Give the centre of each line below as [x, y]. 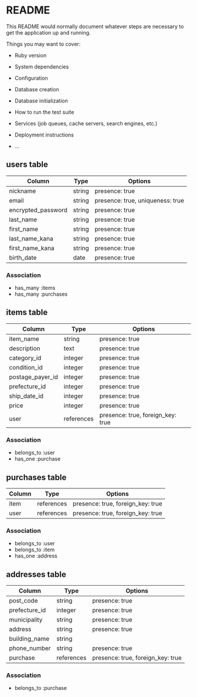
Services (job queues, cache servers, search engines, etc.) [86, 123]
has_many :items [35, 288]
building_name [29, 639]
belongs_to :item [35, 550]
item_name [24, 339]
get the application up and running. [48, 32]
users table [27, 165]
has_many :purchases [41, 294]
